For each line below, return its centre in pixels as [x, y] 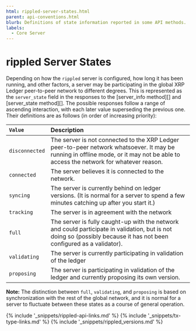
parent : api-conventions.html [43, 17]
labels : [15, 28]
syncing [20, 196]
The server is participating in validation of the [113, 270]
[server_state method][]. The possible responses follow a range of [85, 104]
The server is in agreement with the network [111, 212]
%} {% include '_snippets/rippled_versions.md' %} [103, 322]
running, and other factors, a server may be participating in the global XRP [95, 85]
